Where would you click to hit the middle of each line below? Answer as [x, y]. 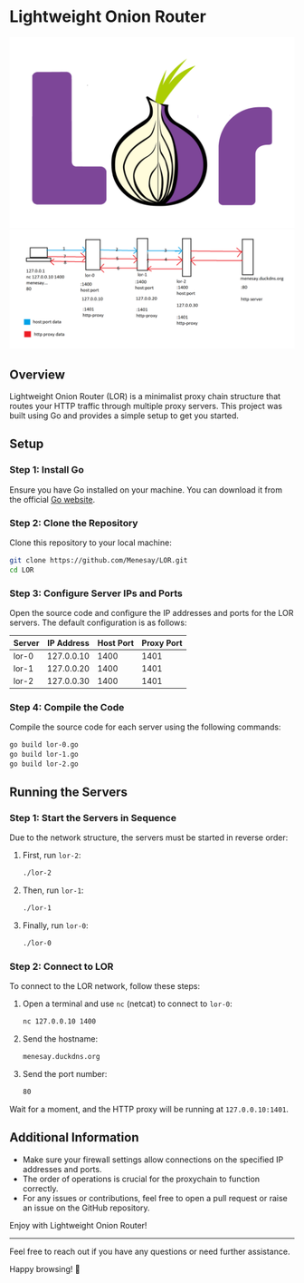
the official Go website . [52, 499]
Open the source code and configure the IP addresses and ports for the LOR [152, 613]
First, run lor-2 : [52, 856]
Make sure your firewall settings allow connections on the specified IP [153, 1160]
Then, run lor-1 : [53, 890]
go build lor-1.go [44, 755]
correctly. [40, 1188]
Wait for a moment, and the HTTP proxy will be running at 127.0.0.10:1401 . [149, 1109]
